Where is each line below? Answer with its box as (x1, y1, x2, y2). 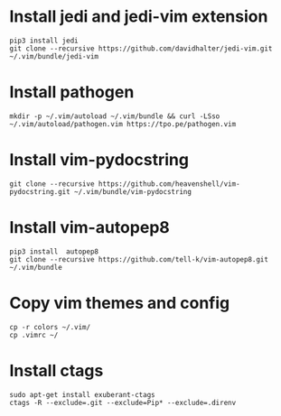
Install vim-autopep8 (9, 217, 170, 237)
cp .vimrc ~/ (9, 330, 59, 339)
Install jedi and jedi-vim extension (9, 6, 268, 27)
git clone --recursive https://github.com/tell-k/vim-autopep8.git (9, 254, 269, 263)
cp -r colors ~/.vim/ (9, 322, 91, 331)
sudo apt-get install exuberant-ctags (9, 390, 155, 399)
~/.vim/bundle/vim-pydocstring (73, 187, 192, 196)
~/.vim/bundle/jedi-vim (9, 51, 99, 60)
